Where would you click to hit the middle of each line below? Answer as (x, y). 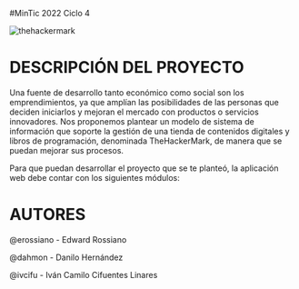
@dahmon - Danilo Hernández (66, 257)
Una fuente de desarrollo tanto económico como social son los (127, 92)
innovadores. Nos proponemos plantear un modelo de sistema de (132, 121)
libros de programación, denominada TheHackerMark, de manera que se (146, 141)
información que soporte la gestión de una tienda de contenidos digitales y (149, 131)
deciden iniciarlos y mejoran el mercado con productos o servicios (134, 112)
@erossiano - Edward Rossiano (68, 239)
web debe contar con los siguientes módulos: (95, 177)
